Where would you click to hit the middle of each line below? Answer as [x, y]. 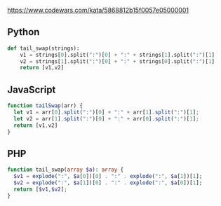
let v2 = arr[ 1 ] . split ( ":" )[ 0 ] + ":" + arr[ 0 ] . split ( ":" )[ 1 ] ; [106, 118]
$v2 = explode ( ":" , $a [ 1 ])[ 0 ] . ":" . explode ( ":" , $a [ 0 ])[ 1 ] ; [108, 183]
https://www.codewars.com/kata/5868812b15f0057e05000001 [98, 10]
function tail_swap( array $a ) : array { [66, 170]
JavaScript [32, 89]
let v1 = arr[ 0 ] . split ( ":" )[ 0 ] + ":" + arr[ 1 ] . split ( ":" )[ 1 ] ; [106, 112]
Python [24, 32]
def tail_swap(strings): [43, 48]
